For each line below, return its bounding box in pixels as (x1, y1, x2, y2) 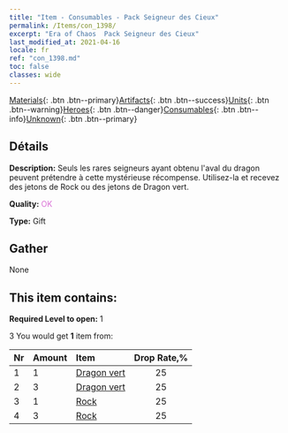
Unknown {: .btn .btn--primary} (26, 113, 138, 124)
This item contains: (9, 290, 117, 305)
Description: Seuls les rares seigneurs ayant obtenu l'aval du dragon (9, 163, 261, 173)
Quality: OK (9, 198, 53, 209)
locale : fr (9, 46, 49, 55)
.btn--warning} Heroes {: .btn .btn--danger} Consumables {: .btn (9, 103, 236, 115)
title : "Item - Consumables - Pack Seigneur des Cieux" (9, 12, 219, 22)
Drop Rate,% (133, 352, 188, 364)
